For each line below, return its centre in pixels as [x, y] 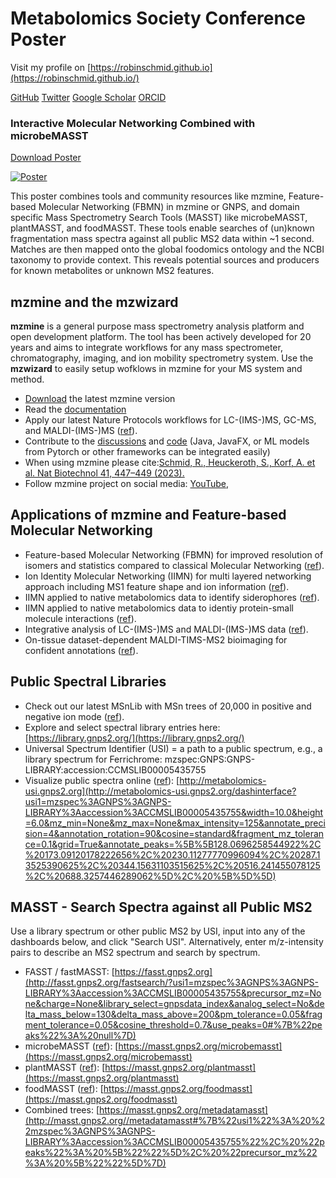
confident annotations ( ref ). [81, 650]
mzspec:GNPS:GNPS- [210, 759]
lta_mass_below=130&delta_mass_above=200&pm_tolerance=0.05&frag [173, 1014]
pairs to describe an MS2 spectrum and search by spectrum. [135, 953]
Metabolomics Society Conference [158, 18]
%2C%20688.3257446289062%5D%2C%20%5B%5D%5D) [150, 876]
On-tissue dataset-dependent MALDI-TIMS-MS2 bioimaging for [156, 639]
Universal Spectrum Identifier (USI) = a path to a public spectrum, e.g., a [173, 748]
